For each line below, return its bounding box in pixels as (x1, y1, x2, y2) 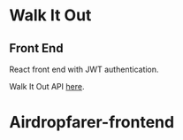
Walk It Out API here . (9, 82, 85, 91)
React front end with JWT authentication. (9, 64, 159, 74)
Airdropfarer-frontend (9, 113, 175, 133)
